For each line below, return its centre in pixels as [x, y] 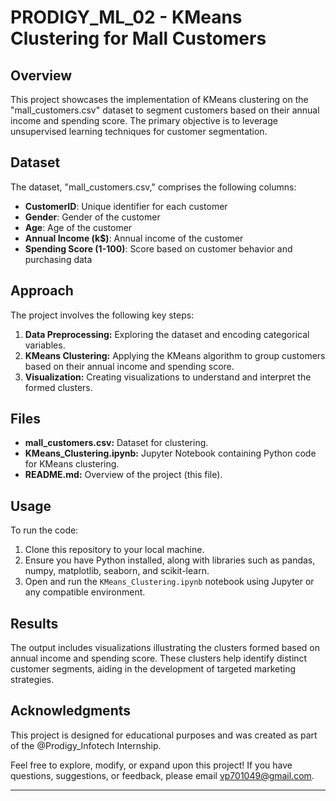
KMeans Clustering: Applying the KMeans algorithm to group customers [175, 355]
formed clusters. [58, 387]
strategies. [32, 680]
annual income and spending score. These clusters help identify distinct [159, 658]
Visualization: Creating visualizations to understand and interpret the [168, 377]
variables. [45, 345]
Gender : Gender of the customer [92, 217]
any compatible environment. [85, 592]
